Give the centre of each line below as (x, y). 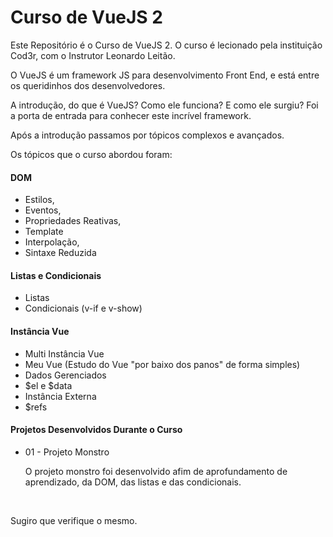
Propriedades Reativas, (73, 221)
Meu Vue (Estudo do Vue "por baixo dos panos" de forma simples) (162, 364)
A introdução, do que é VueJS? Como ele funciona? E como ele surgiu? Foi (164, 105)
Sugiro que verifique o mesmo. (74, 520)
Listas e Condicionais (56, 275)
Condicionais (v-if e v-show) (83, 308)
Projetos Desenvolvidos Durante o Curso (96, 430)
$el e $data (48, 385)
